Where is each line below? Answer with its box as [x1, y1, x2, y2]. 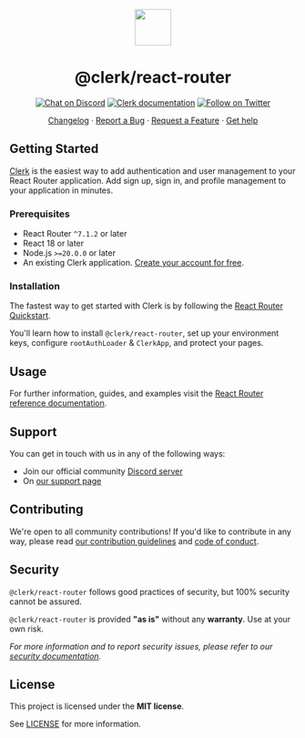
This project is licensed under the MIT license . [9, 701, 185, 712]
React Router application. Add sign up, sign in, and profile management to [9, 175, 287, 186]
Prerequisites [9, 207, 70, 220]
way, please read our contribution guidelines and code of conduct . [9, 535, 259, 546]
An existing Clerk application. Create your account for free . [22, 258, 244, 268]
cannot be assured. [9, 596, 82, 607]
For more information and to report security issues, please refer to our [9, 641, 273, 652]
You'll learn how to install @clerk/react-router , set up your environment [9, 328, 280, 339]
